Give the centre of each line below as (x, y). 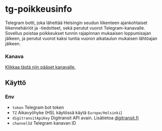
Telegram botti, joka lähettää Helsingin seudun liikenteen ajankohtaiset (76, 23)
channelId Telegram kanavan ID (44, 123)
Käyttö (15, 82)
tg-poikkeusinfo (39, 9)
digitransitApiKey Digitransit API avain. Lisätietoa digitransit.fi (75, 118)
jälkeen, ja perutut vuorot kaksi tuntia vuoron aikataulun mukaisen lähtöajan (81, 38)
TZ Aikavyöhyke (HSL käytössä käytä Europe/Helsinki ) (67, 112)
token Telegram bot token (38, 107)
